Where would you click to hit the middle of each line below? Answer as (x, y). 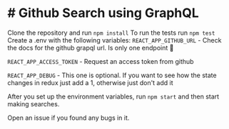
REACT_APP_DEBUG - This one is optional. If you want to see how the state (112, 75)
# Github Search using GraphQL (103, 13)
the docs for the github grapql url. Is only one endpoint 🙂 (91, 47)
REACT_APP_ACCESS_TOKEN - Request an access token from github (101, 61)
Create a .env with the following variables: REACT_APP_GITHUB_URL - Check (114, 40)
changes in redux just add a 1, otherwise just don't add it (90, 82)
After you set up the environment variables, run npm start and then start (113, 96)
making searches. (34, 103)
